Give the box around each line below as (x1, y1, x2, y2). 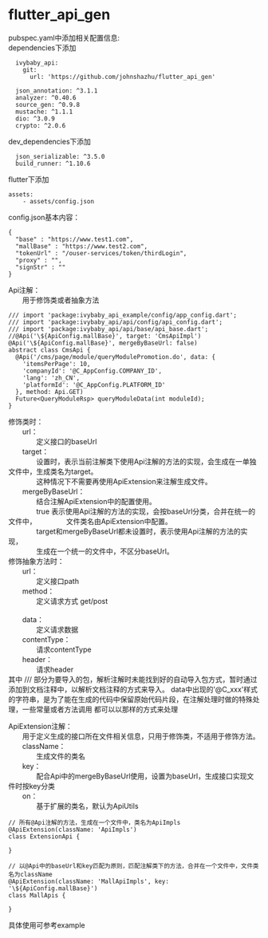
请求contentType (36, 644, 92, 654)
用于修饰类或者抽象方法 (22, 295, 100, 305)
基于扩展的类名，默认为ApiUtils (36, 801, 139, 810)
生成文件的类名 (36, 751, 85, 761)
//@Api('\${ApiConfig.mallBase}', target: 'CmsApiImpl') (8, 332, 202, 340)
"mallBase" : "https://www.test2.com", (15, 242, 148, 250)
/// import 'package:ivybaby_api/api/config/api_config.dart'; (8, 317, 223, 326)
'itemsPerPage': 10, (22, 360, 91, 368)
